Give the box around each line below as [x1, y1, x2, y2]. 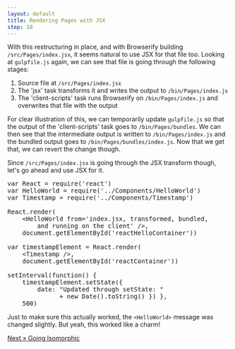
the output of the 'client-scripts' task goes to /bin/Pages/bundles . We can [7, 123, 221, 131]
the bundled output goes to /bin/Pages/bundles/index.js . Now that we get [7, 137, 224, 146]
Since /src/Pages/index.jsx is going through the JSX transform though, [7, 159, 217, 167]
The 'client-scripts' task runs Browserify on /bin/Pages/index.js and [17, 94, 218, 102]
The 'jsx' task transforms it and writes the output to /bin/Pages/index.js [17, 86, 229, 95]
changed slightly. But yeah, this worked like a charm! [7, 320, 161, 329]
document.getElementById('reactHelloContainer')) [22, 229, 198, 237]
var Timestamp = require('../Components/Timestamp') [7, 194, 194, 202]
